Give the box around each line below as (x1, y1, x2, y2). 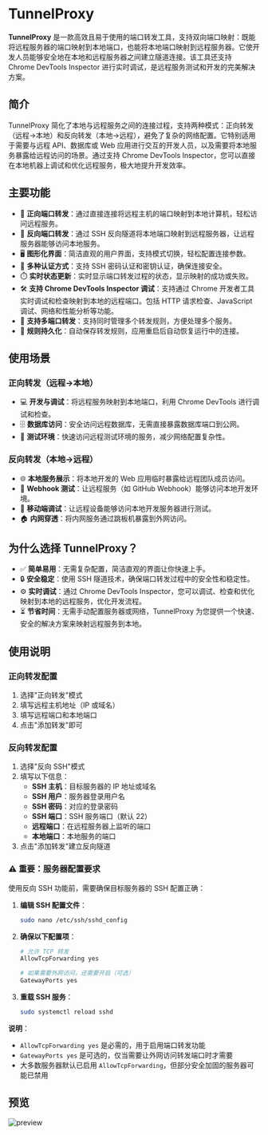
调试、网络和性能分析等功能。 (19, 306, 118, 315)
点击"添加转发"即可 (19, 720, 83, 730)
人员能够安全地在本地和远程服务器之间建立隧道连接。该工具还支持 (14, 52, 232, 61)
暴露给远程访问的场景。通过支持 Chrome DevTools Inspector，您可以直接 (14, 150, 256, 160)
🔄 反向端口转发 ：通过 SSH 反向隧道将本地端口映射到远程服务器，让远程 (19, 228, 255, 238)
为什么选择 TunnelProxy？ (8, 541, 138, 555)
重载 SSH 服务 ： (19, 992, 73, 1002)
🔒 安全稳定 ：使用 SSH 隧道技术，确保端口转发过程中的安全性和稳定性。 (19, 574, 254, 583)
